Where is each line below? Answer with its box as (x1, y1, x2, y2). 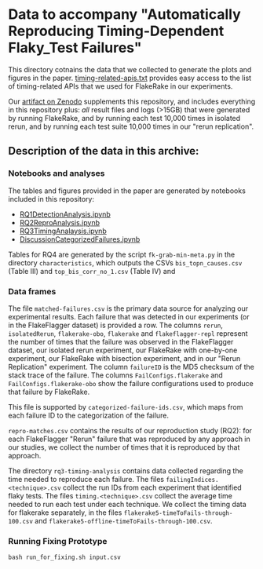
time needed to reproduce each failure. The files (8, 474, 165, 483)
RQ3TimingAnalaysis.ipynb (19, 226, 108, 235)
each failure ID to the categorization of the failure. (8, 410, 170, 420)
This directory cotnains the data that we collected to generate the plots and (8, 64, 252, 74)
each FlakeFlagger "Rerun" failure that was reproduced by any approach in (8, 434, 251, 443)
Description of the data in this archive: (8, 144, 199, 158)
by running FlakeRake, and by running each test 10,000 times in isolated (8, 113, 241, 122)
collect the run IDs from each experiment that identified (62, 483, 242, 492)
